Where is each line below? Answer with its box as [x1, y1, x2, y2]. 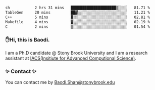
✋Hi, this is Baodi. [5, 36, 50, 43]
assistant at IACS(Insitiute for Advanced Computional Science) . [5, 55, 136, 61]
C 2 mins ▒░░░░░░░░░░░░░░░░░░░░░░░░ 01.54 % [5, 24, 150, 29]
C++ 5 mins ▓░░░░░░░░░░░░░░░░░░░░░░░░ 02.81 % [5, 15, 150, 20]
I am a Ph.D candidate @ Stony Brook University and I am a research [5, 50, 148, 56]
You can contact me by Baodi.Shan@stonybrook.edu [5, 79, 115, 85]
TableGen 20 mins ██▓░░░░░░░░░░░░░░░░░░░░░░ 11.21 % [5, 10, 150, 15]
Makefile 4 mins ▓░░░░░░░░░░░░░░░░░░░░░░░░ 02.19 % [5, 19, 150, 24]
